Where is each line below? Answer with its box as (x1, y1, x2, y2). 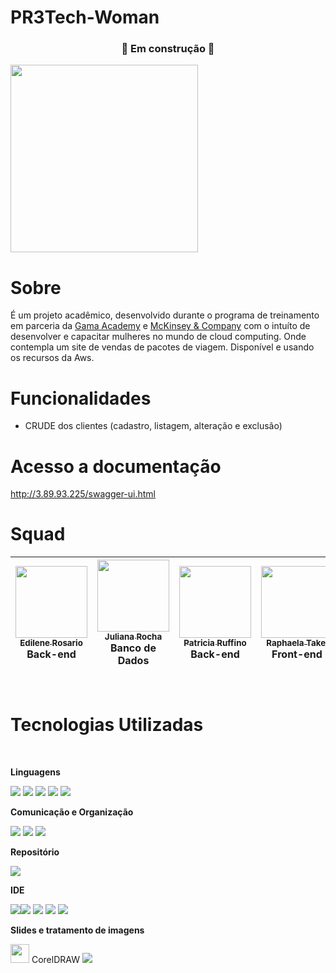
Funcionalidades (10, 387, 152, 410)
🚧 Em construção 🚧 (121, 42, 215, 56)
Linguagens (10, 766, 61, 778)
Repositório (10, 846, 60, 858)
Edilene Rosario (19, 637, 83, 649)
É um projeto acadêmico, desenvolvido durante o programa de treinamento (10, 309, 320, 321)
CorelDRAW (31, 954, 80, 966)
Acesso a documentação (10, 455, 222, 478)
